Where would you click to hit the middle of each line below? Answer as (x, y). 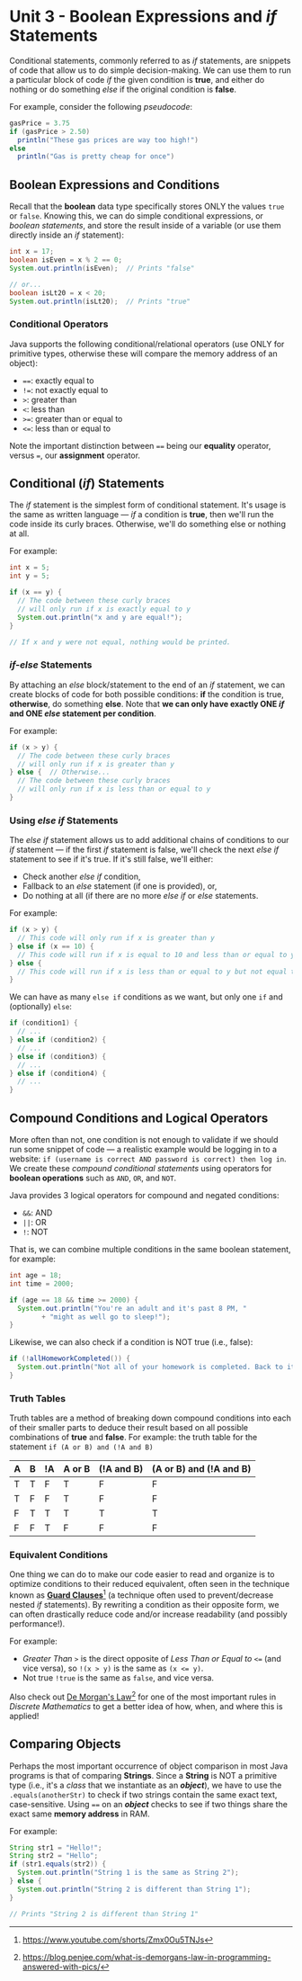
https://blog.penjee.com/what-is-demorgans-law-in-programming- (147, 1957)
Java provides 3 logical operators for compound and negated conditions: (145, 1196)
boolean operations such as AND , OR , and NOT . (93, 1178)
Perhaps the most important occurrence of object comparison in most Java (149, 1766)
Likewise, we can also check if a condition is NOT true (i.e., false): (131, 1342)
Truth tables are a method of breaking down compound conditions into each (151, 1418)
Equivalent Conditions (59, 1555)
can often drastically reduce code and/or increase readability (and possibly (148, 1614)
